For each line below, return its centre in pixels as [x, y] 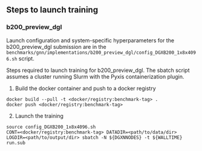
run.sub [16, 143]
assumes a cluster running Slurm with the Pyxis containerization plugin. [95, 76]
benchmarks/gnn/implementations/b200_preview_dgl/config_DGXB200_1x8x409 [101, 53]
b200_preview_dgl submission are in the [57, 47]
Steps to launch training [52, 10]
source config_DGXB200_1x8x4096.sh [51, 127]
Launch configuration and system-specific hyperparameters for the [90, 40]
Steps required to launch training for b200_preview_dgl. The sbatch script [98, 70]
